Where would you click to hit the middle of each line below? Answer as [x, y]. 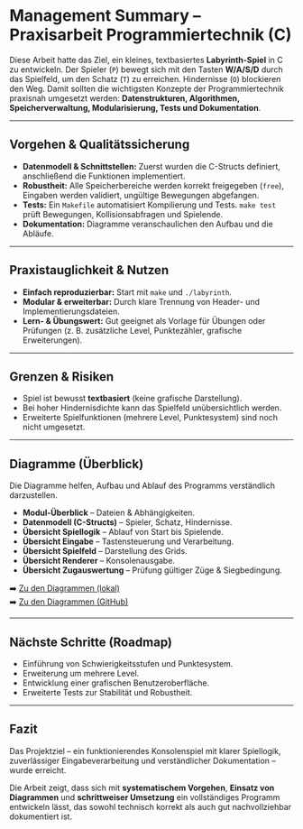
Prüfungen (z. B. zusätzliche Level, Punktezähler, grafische [132, 330]
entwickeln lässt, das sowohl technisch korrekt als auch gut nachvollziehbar [150, 806]
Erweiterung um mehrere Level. [81, 673]
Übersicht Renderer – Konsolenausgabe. [99, 561]
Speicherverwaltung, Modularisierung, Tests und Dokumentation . [135, 107]
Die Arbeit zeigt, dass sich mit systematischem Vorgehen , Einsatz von [142, 788]
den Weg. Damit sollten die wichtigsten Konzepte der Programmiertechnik [147, 88]
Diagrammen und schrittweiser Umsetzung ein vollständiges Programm [145, 797]
